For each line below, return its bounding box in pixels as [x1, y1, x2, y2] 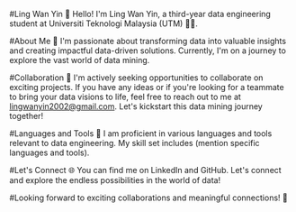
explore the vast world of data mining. [9, 55, 150, 65]
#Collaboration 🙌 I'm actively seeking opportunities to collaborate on [9, 72, 264, 83]
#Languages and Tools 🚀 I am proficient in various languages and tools [9, 128, 273, 139]
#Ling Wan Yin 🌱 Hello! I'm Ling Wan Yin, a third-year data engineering [9, 9, 272, 19]
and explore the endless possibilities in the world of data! [9, 175, 221, 185]
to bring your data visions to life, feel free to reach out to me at [9, 91, 241, 102]
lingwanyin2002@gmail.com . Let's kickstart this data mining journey [9, 101, 263, 112]
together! [9, 111, 43, 121]
